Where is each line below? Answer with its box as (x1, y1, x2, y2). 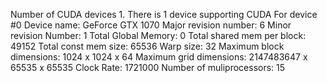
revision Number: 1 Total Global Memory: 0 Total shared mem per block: (10, 30, 307, 41)
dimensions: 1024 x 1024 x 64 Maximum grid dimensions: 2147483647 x (10, 51, 308, 63)
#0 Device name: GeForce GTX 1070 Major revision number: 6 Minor (10, 19, 292, 31)
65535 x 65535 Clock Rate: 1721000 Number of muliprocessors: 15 (10, 62, 286, 73)
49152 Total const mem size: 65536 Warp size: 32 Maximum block (10, 40, 285, 52)
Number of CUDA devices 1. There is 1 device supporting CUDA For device (10, 9, 318, 20)
